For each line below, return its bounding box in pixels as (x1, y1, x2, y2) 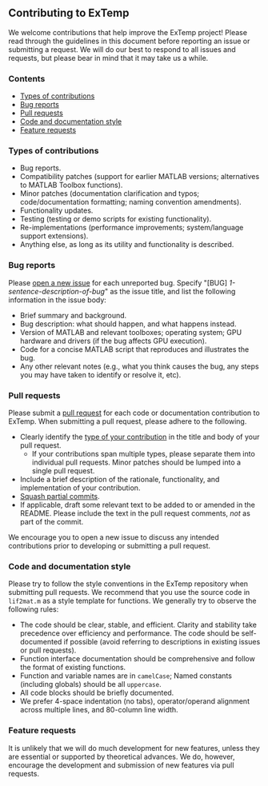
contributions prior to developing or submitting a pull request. (8, 541, 210, 550)
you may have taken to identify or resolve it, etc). (19, 369, 182, 379)
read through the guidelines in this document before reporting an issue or (8, 36, 250, 46)
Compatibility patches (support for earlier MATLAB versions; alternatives (19, 172, 260, 182)
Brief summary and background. (19, 310, 127, 320)
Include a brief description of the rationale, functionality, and (19, 475, 220, 484)
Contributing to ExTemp (8, 6, 130, 20)
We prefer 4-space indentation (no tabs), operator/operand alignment (19, 696, 250, 706)
